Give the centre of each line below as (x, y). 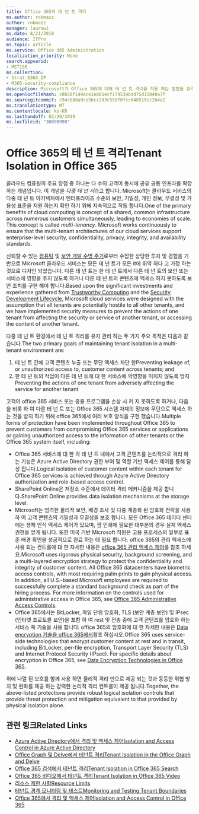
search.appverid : (28, 61)
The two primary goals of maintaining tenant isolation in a (92, 344)
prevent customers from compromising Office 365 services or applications (97, 429)
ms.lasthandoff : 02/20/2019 (41, 116)
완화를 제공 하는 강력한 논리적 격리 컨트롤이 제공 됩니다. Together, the (99, 686)
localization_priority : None (42, 56)
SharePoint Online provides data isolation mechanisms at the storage (105, 497)
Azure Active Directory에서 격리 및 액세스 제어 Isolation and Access (94, 741)
